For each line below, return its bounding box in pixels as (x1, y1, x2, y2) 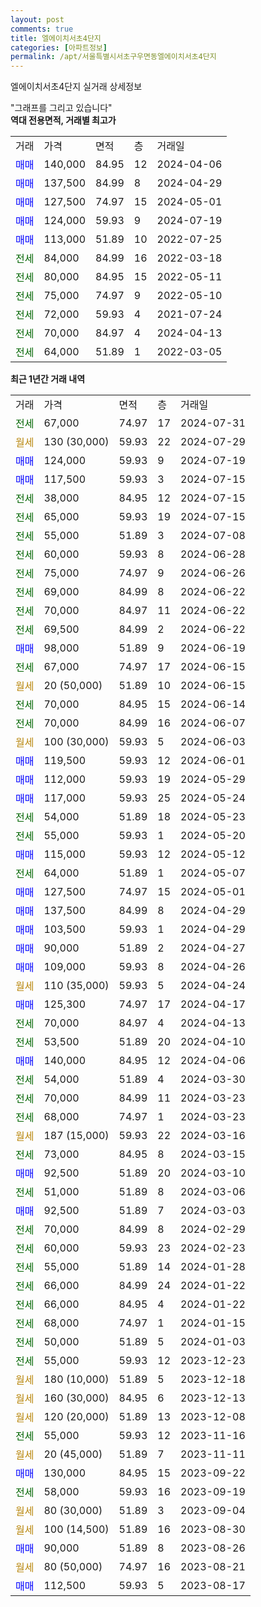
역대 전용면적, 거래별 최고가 (10, 114, 117, 126)
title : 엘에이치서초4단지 (10, 33, 102, 43)
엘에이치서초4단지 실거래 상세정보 (10, 81, 143, 93)
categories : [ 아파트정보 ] (10, 42, 108, 53)
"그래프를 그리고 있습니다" (10, 102, 113, 114)
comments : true (10, 24, 74, 34)
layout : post (10, 14, 65, 25)
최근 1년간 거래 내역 (10, 373, 86, 385)
